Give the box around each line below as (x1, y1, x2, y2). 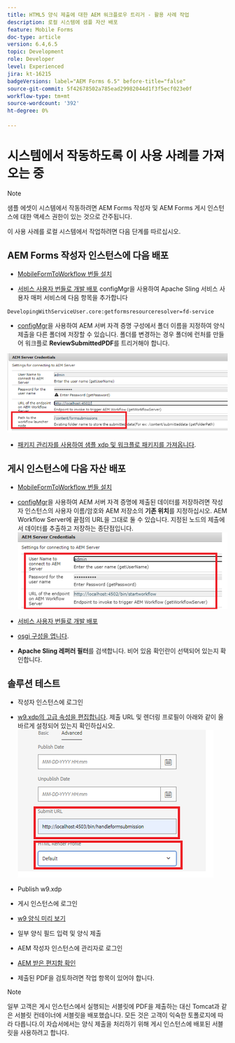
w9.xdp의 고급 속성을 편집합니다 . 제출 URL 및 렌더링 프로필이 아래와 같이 (17, 712, 217, 721)
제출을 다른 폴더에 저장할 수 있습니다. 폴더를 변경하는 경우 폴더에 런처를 (17, 330, 212, 338)
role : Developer (7, 56, 55, 63)
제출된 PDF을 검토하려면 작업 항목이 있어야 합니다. (17, 974, 155, 982)
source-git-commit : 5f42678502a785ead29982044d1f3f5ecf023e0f (7, 85, 192, 92)
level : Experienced (7, 63, 64, 70)
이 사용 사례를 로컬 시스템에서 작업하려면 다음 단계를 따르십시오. (7, 227, 181, 235)
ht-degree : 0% (7, 107, 49, 115)
